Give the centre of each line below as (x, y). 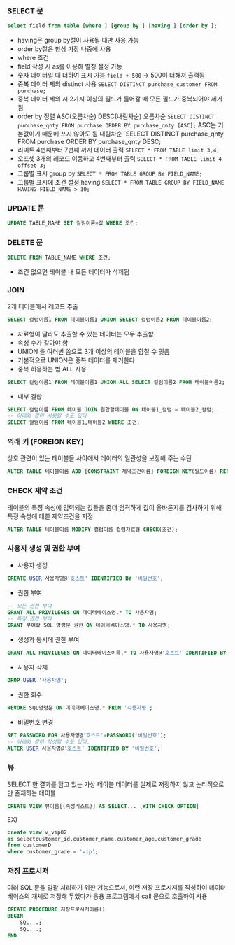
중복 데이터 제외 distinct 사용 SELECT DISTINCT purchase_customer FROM (117, 84)
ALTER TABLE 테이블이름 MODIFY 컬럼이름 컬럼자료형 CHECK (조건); (93, 530)
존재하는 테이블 (35, 793)
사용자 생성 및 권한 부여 (44, 548)
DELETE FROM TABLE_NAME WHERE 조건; (59, 257)
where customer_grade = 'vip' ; (53, 852)
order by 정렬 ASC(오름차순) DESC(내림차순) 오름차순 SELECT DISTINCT (116, 116)
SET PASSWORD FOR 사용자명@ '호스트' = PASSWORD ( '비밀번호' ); (87, 735)
